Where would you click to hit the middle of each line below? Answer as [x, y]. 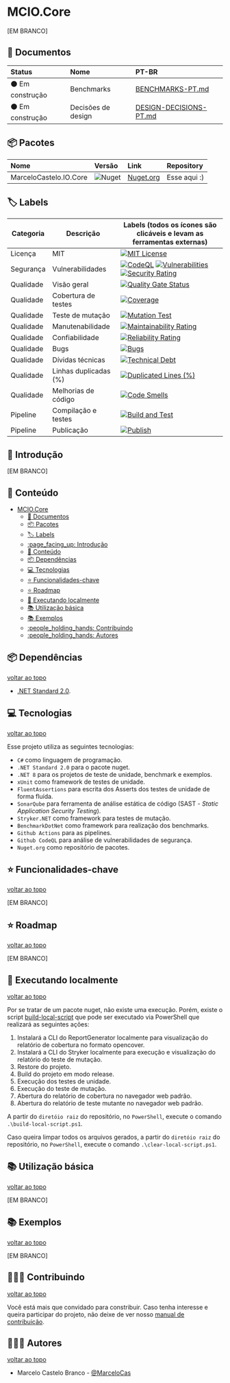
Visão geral [71, 285]
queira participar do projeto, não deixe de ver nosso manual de [96, 1314]
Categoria [28, 234]
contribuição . [26, 1321]
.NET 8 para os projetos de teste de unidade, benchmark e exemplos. [114, 774]
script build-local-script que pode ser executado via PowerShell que [103, 1017]
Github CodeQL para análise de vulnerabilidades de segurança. [105, 840]
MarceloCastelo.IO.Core [49, 177]
